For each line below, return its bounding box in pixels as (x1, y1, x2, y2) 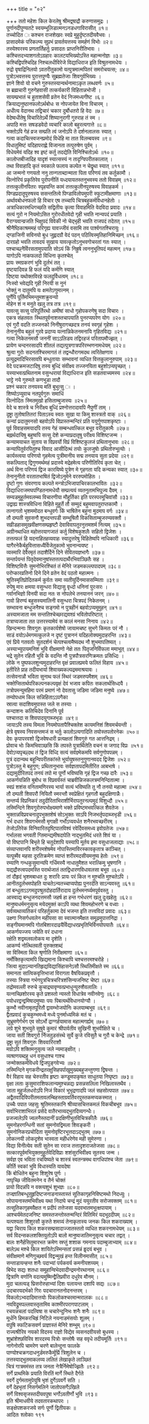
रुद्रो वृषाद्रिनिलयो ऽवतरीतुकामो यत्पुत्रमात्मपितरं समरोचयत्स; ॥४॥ (6, 66, 129, 73)
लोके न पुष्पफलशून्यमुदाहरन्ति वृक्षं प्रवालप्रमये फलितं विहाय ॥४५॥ (6, 659, 128, 666)
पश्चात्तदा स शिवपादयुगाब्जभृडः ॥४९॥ (6, 714, 78, 721)
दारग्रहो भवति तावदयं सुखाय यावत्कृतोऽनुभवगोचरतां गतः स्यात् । (6, 239, 126, 245)
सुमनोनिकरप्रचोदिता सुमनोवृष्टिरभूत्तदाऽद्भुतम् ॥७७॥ (6, 1128, 105, 1135)
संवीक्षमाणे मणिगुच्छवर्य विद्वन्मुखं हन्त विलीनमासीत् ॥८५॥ (6, 1252, 112, 1260)
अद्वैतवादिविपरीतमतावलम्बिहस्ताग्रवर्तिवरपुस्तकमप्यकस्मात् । (6, 1094, 117, 1101)
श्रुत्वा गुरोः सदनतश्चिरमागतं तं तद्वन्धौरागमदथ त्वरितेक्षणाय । (6, 349, 118, 356)
